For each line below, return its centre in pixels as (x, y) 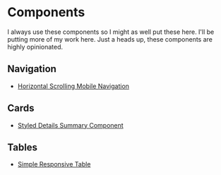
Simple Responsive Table (54, 164)
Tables (22, 147)
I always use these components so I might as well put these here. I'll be (111, 32)
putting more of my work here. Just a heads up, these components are (110, 39)
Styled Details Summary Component (70, 125)
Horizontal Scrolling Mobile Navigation (73, 86)
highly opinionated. (35, 47)
